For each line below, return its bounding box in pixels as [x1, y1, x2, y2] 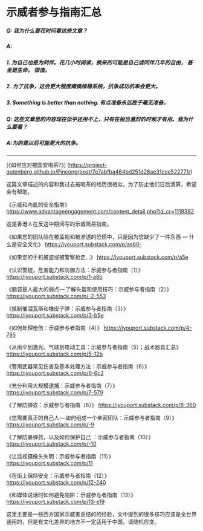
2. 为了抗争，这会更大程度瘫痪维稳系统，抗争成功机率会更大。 [6, 82, 161, 90]
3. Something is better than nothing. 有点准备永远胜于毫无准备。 [6, 99, 169, 106]
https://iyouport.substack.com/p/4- [103, 324, 192, 331]
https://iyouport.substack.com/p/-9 [6, 421, 95, 428]
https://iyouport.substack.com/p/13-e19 [6, 498, 105, 506]
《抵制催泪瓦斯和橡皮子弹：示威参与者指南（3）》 [6, 305, 129, 312]
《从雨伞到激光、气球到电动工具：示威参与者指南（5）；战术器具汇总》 [6, 344, 182, 351]
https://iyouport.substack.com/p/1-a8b [6, 273, 103, 281]
